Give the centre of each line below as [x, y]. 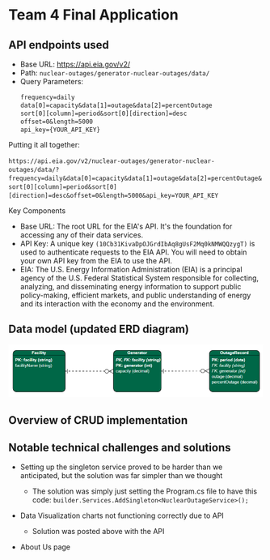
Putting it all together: [44, 145]
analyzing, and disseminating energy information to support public [131, 286]
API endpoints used [59, 45]
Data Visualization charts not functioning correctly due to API [122, 515]
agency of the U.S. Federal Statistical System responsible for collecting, [139, 278]
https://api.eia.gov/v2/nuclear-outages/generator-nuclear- [112, 161]
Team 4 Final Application [94, 15]
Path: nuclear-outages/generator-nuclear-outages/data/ [115, 73]
